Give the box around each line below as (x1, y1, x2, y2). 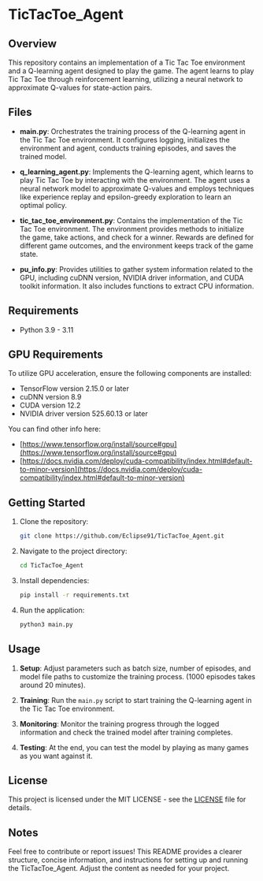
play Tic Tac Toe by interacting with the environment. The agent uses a (19, 175, 250, 184)
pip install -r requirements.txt (19, 591, 130, 599)
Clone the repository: (19, 517, 89, 526)
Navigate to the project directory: (19, 546, 128, 556)
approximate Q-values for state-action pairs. (8, 83, 153, 92)
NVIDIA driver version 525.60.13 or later (19, 409, 148, 418)
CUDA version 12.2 (19, 400, 81, 411)
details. (8, 803, 32, 812)
